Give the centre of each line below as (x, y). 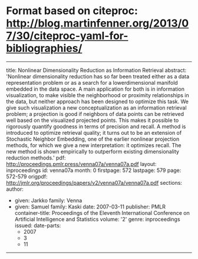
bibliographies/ (44, 49)
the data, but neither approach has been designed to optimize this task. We (97, 101)
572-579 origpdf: (27, 176)
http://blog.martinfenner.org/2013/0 (98, 23)
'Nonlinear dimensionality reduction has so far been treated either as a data (98, 76)
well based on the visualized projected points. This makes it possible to (93, 120)
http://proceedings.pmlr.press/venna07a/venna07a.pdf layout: (81, 164)
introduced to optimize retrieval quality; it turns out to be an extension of (94, 132)
